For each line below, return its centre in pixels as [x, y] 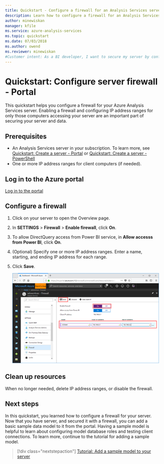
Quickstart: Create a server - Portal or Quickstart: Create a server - [80, 154]
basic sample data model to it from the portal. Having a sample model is [77, 426]
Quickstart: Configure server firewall [81, 81]
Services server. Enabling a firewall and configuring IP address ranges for [79, 110]
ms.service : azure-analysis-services [43, 31]
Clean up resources [35, 377]
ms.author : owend [23, 46]
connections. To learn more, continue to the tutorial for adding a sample [77, 436]
